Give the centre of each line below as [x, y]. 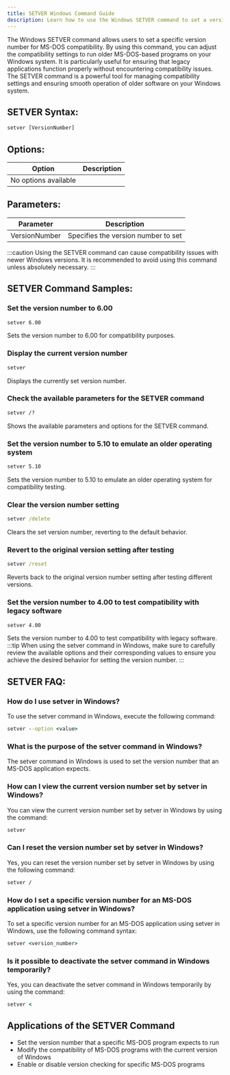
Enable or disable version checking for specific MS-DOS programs [111, 1064]
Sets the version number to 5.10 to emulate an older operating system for [110, 479]
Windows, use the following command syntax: [72, 931]
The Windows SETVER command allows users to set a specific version [107, 39]
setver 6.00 [24, 322]
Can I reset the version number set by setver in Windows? [105, 848]
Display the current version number [67, 353]
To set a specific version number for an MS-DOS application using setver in [114, 923]
